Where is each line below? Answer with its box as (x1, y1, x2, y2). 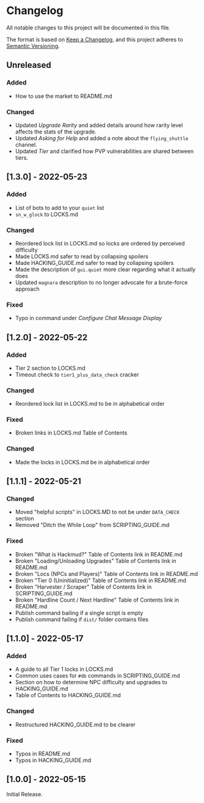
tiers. (15, 154, 29, 161)
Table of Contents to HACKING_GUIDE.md (15, 692, 121, 699)
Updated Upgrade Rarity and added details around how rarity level (15, 121, 183, 129)
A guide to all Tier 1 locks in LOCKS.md (15, 665, 114, 673)
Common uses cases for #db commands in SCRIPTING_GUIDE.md (15, 672, 180, 679)
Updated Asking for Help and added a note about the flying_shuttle (15, 134, 189, 141)
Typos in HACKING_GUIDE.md (15, 756, 92, 764)
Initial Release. (6, 790, 43, 797)
